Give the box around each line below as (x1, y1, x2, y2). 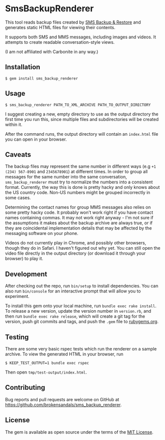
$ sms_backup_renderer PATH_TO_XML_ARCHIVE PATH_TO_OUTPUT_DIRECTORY (5, 102, 151, 107)
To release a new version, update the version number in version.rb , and (5, 308, 152, 314)
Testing (5, 333, 29, 341)
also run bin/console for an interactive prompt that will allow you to (5, 288, 141, 294)
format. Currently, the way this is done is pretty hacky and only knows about (5, 184, 160, 190)
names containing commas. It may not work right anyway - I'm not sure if (5, 215, 154, 221)
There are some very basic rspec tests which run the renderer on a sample (5, 346, 157, 352)
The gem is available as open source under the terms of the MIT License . (5, 429, 154, 435)
